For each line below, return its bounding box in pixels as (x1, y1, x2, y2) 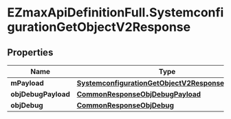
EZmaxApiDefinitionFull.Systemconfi (7, 5, 224, 21)
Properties (7, 47, 54, 58)
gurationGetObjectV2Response (7, 19, 191, 35)
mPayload (10, 79, 45, 88)
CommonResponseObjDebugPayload (76, 90, 201, 98)
